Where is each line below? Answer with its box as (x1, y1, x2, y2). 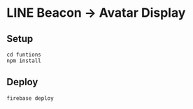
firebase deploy (6, 94, 54, 102)
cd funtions (6, 51, 41, 58)
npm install (6, 57, 41, 64)
